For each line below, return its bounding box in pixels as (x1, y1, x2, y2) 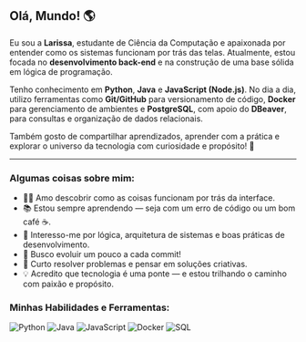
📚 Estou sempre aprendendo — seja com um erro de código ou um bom (22, 202, 296, 213)
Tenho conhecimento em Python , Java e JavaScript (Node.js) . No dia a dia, (9, 84, 297, 95)
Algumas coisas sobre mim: (9, 171, 135, 184)
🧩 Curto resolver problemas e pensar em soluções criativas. (22, 259, 248, 270)
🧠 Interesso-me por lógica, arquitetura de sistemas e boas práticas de (22, 230, 285, 241)
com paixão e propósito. (22, 278, 114, 290)
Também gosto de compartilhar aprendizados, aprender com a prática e (9, 130, 280, 141)
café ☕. (22, 216, 52, 227)
